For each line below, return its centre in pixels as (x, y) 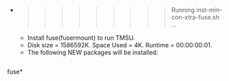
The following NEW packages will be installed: (92, 52)
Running (183, 10)
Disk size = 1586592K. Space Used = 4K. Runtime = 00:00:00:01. (120, 45)
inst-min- (209, 10)
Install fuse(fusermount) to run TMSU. (81, 38)
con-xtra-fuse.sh (195, 17)
